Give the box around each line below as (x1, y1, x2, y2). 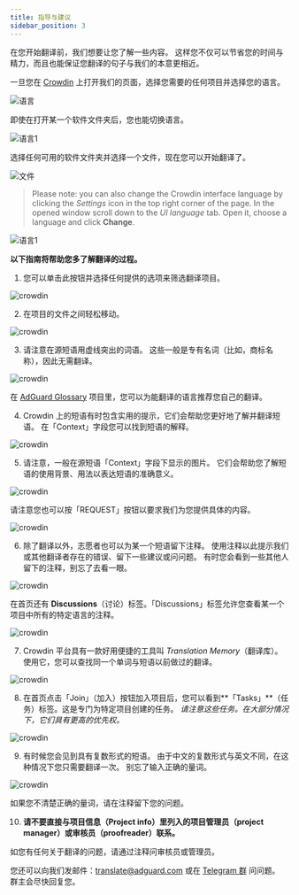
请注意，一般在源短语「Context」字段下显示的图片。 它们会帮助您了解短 (22, 457, 287, 467)
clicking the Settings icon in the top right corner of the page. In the (31, 197, 275, 208)
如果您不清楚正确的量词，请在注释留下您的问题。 (10, 798, 188, 808)
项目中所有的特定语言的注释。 (10, 609, 119, 620)
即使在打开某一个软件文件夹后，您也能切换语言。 (10, 114, 188, 125)
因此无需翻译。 (42, 355, 97, 366)
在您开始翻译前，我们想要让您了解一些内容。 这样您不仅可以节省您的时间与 (10, 46, 284, 58)
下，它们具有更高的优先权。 (22, 714, 125, 725)
